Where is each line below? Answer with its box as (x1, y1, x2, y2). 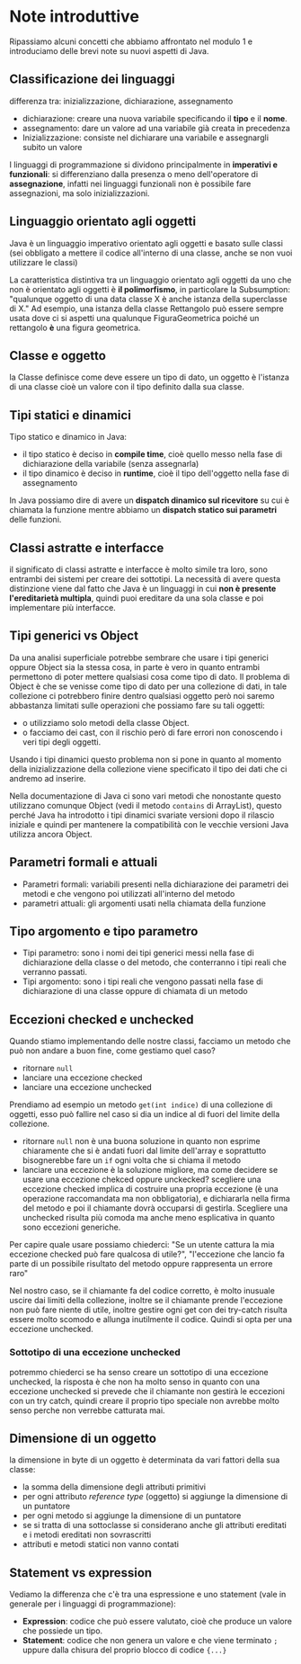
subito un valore (22, 141, 83, 152)
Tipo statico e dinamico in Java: (9, 432, 128, 443)
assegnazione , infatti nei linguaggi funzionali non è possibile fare (9, 178, 252, 189)
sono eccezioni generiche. (22, 1221, 121, 1233)
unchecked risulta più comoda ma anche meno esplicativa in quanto (22, 1212, 276, 1223)
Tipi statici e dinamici (9, 407, 132, 423)
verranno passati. (22, 967, 88, 978)
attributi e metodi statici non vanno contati (22, 1539, 180, 1550)
